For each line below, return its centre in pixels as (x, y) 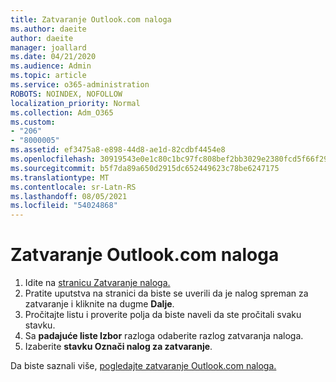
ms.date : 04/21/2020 (53, 57)
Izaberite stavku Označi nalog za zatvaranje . (118, 347)
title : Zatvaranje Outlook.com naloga (91, 19)
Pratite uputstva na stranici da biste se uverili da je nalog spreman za (166, 293)
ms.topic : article (48, 76)
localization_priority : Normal (75, 103)
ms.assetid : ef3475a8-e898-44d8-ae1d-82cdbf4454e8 (118, 150)
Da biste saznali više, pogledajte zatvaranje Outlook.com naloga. (143, 366)
